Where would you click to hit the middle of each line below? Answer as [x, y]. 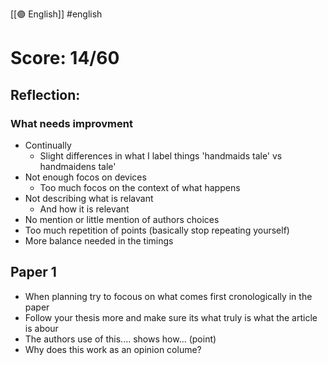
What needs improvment [71, 123]
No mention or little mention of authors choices [122, 219]
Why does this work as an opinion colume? [113, 349]
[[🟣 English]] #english [56, 14]
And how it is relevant [84, 209]
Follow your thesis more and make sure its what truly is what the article [171, 317]
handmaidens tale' [78, 166]
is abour [41, 328]
